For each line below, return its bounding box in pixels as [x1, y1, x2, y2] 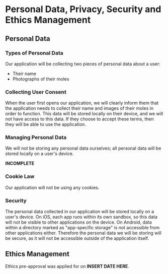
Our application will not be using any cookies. [5, 184, 100, 190]
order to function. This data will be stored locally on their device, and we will [5, 111, 163, 117]
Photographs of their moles [12, 76, 69, 82]
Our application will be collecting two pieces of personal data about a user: [5, 60, 161, 66]
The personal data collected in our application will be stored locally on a [5, 209, 154, 215]
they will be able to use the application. [5, 121, 87, 127]
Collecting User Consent [5, 88, 67, 95]
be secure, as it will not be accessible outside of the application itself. [5, 235, 149, 241]
